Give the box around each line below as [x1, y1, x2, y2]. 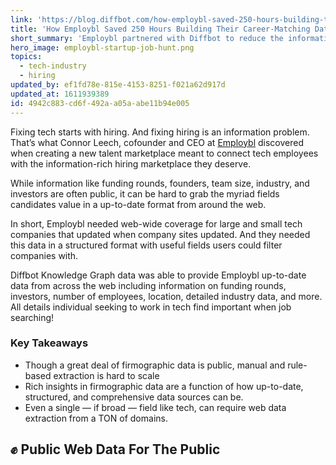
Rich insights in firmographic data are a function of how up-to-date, [24, 380, 304, 392]
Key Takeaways [10, 336, 89, 350]
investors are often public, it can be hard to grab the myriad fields [10, 187, 280, 200]
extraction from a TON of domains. [24, 412, 168, 424]
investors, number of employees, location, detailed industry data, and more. [10, 290, 323, 302]
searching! [10, 311, 55, 323]
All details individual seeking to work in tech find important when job [10, 301, 292, 313]
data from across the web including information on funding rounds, [10, 279, 287, 291]
